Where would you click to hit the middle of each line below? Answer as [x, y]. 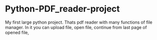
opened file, [17, 32]
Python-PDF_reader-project [62, 9]
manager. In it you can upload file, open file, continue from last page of [76, 27]
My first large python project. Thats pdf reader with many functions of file [79, 22]
